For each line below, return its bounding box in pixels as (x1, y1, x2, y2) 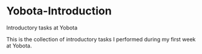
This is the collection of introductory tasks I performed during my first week (6, 35, 196, 43)
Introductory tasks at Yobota (6, 24, 78, 31)
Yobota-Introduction (6, 4, 112, 18)
